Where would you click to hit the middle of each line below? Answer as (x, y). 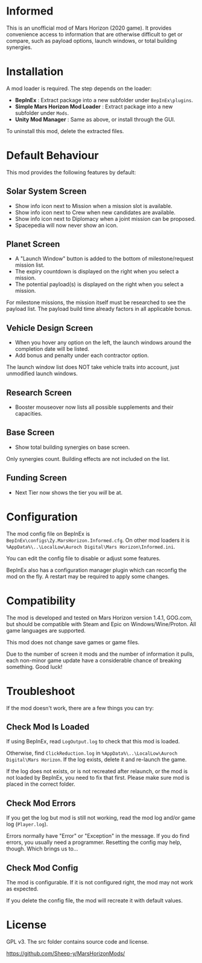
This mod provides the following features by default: (71, 172)
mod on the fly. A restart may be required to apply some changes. (88, 576)
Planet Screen (33, 244)
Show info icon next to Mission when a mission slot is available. (94, 206)
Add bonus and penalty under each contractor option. (82, 356)
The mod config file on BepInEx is (48, 534)
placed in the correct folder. (41, 784)
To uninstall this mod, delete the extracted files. (65, 131)
